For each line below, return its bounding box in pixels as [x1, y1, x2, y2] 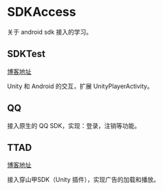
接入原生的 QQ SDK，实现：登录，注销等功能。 [7, 121, 141, 129]
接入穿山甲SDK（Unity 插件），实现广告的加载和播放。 [7, 176, 160, 184]
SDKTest [7, 48, 46, 60]
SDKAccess [7, 4, 76, 20]
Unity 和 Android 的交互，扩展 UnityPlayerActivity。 [7, 82, 153, 90]
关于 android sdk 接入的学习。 [7, 28, 93, 36]
